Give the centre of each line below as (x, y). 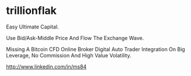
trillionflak (31, 11)
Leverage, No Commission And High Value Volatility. (69, 55)
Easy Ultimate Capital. (33, 27)
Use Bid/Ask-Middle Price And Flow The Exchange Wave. (75, 38)
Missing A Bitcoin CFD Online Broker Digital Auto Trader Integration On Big (95, 49)
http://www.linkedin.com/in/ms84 (46, 66)
